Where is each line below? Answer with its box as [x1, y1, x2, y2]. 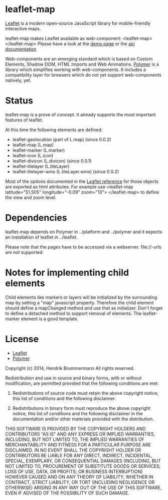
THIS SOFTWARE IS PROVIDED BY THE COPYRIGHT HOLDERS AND [5, 425, 146, 431]
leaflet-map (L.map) [12, 142, 54, 148]
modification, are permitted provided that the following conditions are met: [5, 380, 159, 386]
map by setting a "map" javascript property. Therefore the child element [5, 299, 154, 305]
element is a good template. [21, 316, 79, 322]
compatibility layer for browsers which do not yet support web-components [5, 72, 161, 78]
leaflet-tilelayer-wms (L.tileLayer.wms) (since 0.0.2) [12, 168, 119, 174]
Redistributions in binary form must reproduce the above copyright [12, 405, 150, 411]
